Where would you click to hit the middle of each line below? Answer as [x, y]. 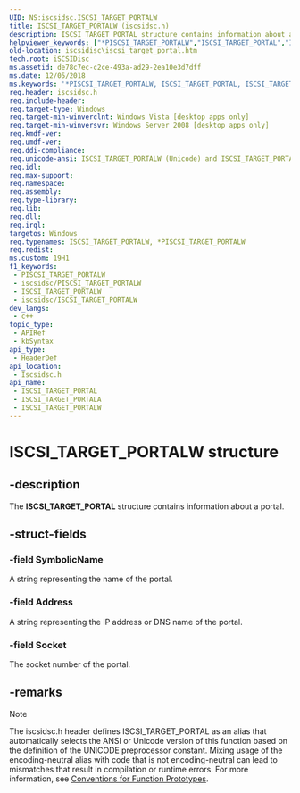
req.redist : [31, 250]
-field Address [41, 602]
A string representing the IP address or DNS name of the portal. [126, 622]
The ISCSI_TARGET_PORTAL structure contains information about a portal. [147, 506]
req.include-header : [48, 100]
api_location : [36, 366]
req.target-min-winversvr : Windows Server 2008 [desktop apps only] [139, 126]
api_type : [28, 349]
